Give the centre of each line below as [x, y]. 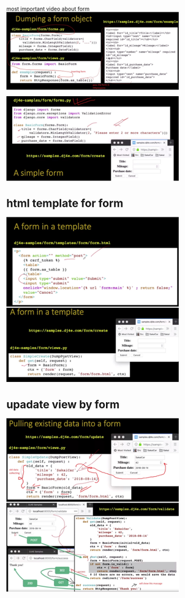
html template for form [65, 203]
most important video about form [48, 9]
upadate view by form [63, 404]
